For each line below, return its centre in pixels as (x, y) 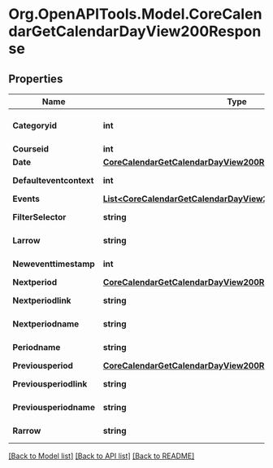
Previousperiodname (54, 407)
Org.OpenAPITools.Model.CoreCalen (135, 14)
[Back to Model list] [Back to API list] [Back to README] (102, 456)
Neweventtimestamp (54, 264)
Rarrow (27, 431)
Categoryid (35, 125)
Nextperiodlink (42, 300)
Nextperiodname (46, 324)
